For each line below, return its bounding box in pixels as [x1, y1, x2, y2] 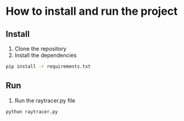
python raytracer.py [6, 109, 59, 115]
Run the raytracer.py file [14, 96, 76, 104]
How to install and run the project [6, 4, 178, 18]
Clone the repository [14, 45, 67, 52]
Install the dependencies [14, 52, 77, 59]
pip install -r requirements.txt [6, 63, 91, 69]
